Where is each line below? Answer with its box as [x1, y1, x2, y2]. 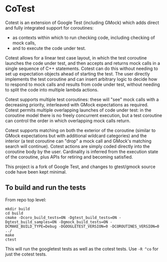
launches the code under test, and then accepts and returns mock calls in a [5, 60, 161, 66]
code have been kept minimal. [5, 168, 67, 175]
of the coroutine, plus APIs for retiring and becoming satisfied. [5, 153, 133, 160]
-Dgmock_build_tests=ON [58, 219, 108, 224]
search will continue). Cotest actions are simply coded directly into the [5, 143, 150, 149]
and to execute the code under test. [12, 45, 86, 51]
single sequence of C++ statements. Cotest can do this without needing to [5, 65, 159, 71]
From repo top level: [5, 196, 46, 202]
